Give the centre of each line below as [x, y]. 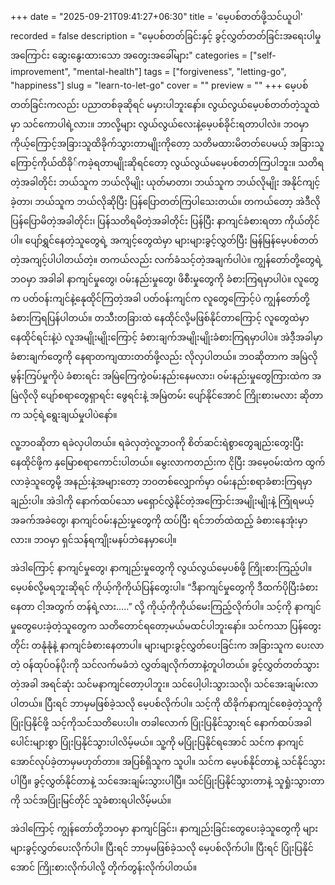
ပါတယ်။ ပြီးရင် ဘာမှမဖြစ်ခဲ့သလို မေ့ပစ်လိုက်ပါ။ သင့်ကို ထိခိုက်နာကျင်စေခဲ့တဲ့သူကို [166, 703]
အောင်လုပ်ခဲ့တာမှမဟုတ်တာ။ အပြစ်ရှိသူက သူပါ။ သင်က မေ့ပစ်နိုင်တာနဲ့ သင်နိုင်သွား [168, 761]
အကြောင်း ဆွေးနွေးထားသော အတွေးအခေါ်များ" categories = [129, 55]
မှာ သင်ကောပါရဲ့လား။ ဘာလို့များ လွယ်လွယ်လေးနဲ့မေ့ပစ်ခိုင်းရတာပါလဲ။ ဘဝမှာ [160, 124]
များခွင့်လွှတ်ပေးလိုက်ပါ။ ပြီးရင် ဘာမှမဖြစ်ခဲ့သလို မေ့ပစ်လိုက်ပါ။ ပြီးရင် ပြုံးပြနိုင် [162, 847]
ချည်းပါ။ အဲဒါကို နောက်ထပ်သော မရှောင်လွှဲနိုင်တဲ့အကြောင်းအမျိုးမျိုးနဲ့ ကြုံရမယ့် [162, 501]
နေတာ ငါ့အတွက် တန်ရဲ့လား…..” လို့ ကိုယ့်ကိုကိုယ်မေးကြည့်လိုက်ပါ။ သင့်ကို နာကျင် [166, 606]
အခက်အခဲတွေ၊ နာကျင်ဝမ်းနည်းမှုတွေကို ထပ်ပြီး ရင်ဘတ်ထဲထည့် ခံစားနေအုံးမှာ [159, 520]
